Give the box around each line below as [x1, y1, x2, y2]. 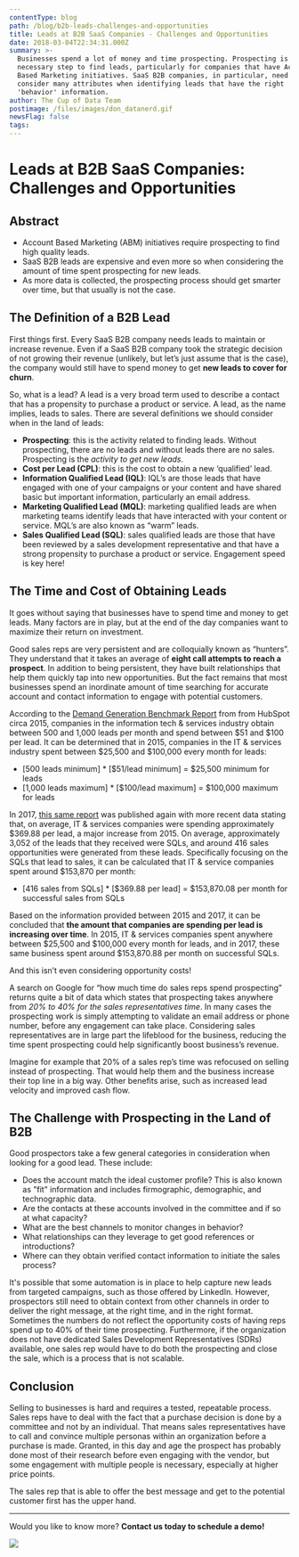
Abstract [9, 213, 60, 228]
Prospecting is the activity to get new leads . [21, 454, 184, 464]
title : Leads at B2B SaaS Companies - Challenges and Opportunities [9, 29, 269, 38]
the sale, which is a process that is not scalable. [9, 1353, 185, 1364]
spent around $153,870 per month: [9, 865, 136, 876]
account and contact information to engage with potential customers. [9, 691, 263, 701]
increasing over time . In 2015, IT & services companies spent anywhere [9, 929, 273, 939]
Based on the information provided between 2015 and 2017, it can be [9, 910, 261, 921]
